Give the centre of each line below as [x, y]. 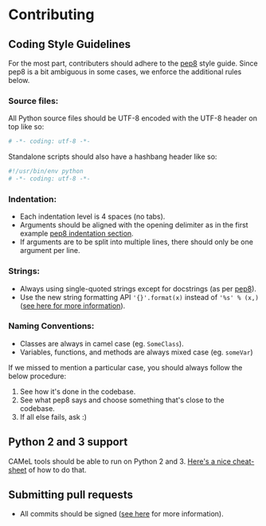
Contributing [51, 15]
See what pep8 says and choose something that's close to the [122, 400]
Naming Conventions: [51, 326]
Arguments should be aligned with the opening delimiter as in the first [134, 225]
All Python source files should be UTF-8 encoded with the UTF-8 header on [133, 118]
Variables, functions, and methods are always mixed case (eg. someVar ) [136, 352]
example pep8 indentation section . [76, 234]
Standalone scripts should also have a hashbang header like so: [113, 156]
